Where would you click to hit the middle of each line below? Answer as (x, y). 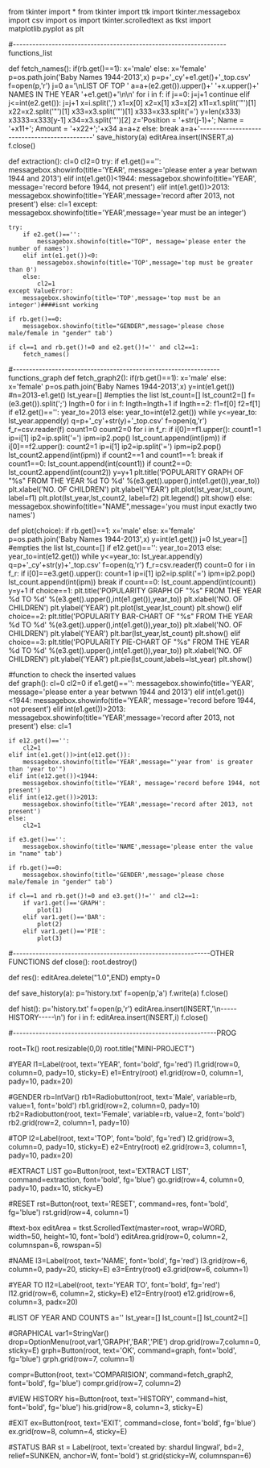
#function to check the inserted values (72, 675)
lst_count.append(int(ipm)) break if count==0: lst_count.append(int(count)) (132, 582)
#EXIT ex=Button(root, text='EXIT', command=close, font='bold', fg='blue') (132, 1423)
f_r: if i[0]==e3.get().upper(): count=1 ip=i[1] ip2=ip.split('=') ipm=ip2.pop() (132, 573)
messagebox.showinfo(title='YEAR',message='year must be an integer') (127, 212)
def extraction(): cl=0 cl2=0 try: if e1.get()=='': (85, 161)
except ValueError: (41, 291)
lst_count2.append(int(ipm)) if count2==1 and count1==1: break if (116, 455)
